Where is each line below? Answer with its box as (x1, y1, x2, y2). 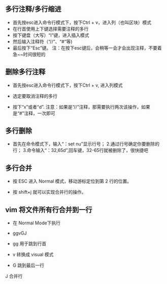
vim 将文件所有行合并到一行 (5, 205, 92, 214)
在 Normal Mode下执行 (12, 220, 61, 226)
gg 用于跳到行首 (12, 241, 47, 247)
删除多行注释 (5, 68, 46, 76)
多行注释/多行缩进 (5, 5, 62, 14)
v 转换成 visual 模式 (12, 251, 54, 257)
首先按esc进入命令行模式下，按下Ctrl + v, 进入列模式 (12, 82, 123, 88)
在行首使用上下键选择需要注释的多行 (12, 25, 89, 32)
